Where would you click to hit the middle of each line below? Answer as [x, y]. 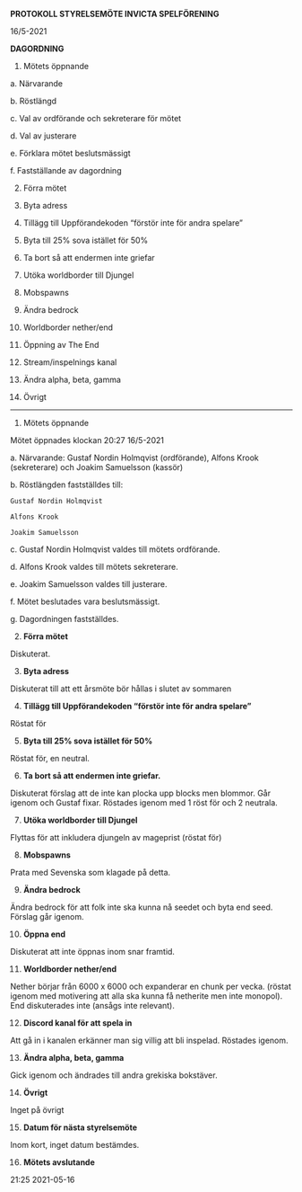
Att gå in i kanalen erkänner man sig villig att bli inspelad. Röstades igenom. [150, 1040]
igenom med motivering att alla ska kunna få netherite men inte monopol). [147, 996]
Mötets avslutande [59, 1162]
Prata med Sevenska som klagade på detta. [91, 872]
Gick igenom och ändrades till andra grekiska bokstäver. [114, 1075]
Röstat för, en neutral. [50, 758]
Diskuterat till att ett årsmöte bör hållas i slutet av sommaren [121, 689]
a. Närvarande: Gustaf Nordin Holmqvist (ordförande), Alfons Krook [134, 458]
